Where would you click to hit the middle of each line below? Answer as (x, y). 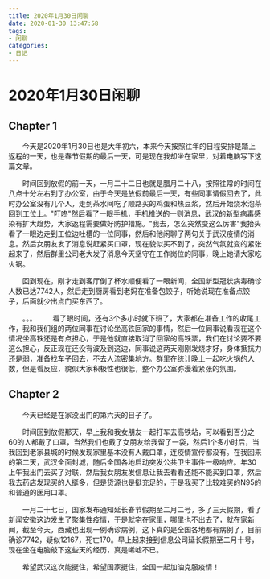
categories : (28, 46)
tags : (17, 31)
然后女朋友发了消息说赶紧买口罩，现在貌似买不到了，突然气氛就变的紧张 (142, 244)
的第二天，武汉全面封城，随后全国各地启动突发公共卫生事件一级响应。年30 (133, 462)
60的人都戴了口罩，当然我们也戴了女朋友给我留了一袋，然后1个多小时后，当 (134, 442)
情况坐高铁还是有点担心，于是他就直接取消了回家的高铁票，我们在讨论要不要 (135, 338)
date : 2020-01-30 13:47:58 (53, 23)
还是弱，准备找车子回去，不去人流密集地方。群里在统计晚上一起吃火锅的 (128, 358)
